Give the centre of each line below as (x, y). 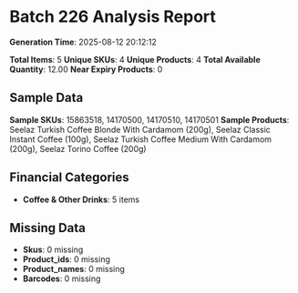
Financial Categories (69, 178)
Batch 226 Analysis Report (113, 17)
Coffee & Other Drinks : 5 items (81, 199)
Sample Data (46, 98)
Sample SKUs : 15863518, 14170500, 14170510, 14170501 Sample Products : (149, 119)
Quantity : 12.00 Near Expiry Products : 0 (86, 69)
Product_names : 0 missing (74, 269)
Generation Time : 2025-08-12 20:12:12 (83, 42)
